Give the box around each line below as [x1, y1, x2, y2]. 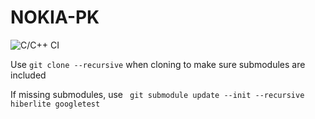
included [10, 69, 47, 81]
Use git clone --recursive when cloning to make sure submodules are [10, 58, 306, 70]
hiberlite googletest [10, 99, 101, 109]
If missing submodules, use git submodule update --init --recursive [10, 88, 305, 100]
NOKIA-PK [10, 6, 100, 29]
